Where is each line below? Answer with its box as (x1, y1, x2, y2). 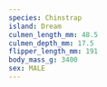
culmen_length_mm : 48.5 (8, 30, 99, 39)
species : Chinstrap (8, 13, 83, 23)
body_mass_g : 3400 (8, 55, 78, 64)
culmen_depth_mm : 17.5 (8, 38, 94, 48)
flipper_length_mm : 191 (8, 47, 99, 56)
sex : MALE (8, 64, 46, 73)
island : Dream (8, 22, 63, 31)
